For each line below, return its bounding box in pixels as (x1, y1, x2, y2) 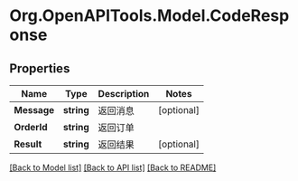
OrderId (14, 121, 48, 133)
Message (14, 104, 55, 116)
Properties (9, 61, 70, 76)
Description (98, 88, 150, 100)
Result (14, 138, 42, 150)
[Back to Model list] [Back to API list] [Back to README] (9, 162, 217, 173)
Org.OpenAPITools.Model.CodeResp (9, 5, 290, 26)
